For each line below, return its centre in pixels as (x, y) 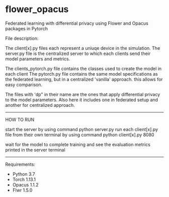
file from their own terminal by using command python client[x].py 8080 (80, 135)
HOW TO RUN (20, 119)
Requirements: (20, 164)
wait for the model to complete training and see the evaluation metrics (78, 144)
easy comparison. (24, 85)
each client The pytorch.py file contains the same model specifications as (81, 74)
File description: (22, 38)
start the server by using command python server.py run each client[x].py (82, 129)
